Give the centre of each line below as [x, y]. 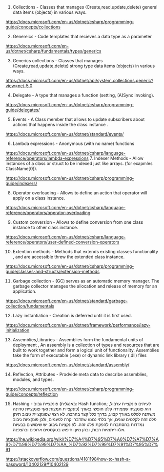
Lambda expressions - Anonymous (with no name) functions [73, 143]
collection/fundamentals [30, 306]
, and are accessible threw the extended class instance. [69, 257]
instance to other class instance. [45, 227]
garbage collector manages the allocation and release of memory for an [85, 286]
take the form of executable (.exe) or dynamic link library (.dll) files [80, 355]
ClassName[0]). [21, 169]
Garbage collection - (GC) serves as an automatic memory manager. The [86, 281]
